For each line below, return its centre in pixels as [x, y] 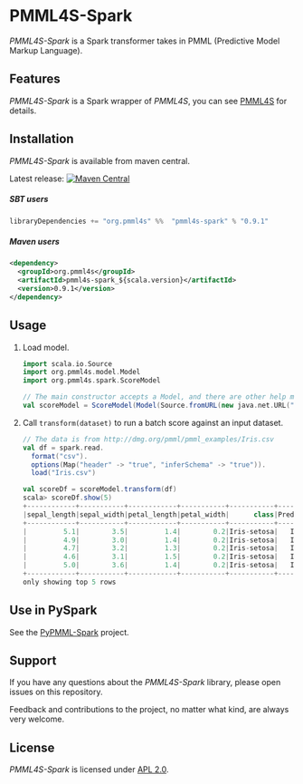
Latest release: [37, 179]
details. [23, 111]
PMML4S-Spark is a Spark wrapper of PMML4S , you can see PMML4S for [148, 101]
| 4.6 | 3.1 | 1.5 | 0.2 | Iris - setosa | [150, 557]
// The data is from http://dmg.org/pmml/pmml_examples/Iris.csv [148, 439]
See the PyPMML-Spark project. [69, 632]
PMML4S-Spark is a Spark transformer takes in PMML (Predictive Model [145, 41]
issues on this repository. [56, 692]
